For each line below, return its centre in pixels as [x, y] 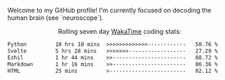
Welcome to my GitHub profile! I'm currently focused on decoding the [109, 10]
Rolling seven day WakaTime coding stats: [120, 32]
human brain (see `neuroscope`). [56, 18]
